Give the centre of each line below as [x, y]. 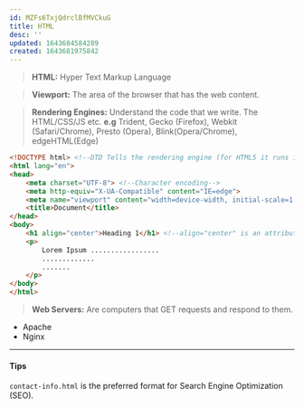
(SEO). [22, 395]
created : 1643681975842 [54, 52]
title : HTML [32, 26]
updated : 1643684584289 [54, 43]
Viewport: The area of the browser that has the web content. [145, 95]
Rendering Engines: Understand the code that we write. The [145, 112]
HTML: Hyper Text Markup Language [101, 77]
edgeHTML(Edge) [65, 141]
